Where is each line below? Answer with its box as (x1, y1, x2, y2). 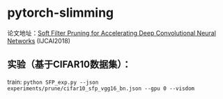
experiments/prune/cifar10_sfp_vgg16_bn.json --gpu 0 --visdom (7, 85, 195, 92)
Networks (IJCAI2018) (7, 36, 71, 45)
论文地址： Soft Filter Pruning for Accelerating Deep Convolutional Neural (7, 29, 216, 37)
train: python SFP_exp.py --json (7, 77, 99, 86)
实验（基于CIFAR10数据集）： (7, 59, 132, 70)
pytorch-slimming (7, 5, 114, 21)
